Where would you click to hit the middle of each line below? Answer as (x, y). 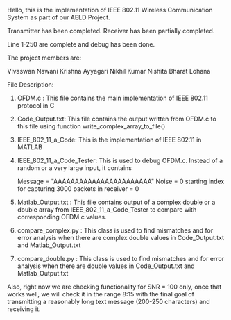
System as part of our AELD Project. (59, 17)
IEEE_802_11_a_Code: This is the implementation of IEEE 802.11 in (109, 140)
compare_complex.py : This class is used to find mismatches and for (115, 230)
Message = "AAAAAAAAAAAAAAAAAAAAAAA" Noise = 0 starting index (121, 181)
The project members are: (44, 58)
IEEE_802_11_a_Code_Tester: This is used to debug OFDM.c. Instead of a (120, 160)
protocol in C (36, 106)
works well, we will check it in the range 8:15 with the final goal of (101, 294)
